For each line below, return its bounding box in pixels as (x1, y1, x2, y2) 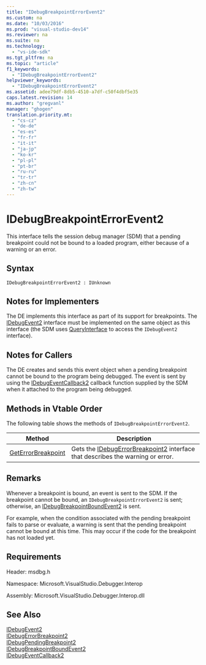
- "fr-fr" (12, 134, 37, 141)
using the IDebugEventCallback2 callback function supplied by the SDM (6, 379, 188, 386)
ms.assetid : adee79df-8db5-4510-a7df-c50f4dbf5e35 (6, 89, 139, 95)
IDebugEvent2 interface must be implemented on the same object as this (6, 319, 191, 326)
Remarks (6, 473, 42, 483)
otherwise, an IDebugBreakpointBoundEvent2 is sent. (6, 502, 142, 510)
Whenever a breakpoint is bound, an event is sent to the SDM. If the (6, 489, 178, 497)
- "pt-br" (12, 163, 37, 169)
